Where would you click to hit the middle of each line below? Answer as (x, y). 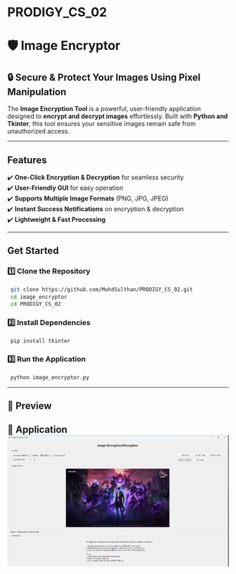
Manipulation (37, 92)
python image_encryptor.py (50, 377)
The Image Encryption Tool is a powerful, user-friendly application (104, 109)
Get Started (33, 251)
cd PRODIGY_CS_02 (35, 304)
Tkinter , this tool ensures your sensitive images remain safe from (102, 124)
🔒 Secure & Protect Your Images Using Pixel (104, 77)
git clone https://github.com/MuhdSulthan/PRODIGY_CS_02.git (101, 289)
